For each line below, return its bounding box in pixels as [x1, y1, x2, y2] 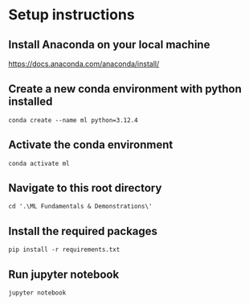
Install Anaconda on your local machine [8, 38, 210, 52]
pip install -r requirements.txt [8, 245, 120, 254]
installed [8, 95, 53, 109]
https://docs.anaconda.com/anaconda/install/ [8, 59, 160, 68]
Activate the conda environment [8, 138, 173, 152]
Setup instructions [8, 6, 135, 24]
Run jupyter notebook [8, 267, 120, 281]
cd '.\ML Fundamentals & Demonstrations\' [8, 203, 153, 211]
